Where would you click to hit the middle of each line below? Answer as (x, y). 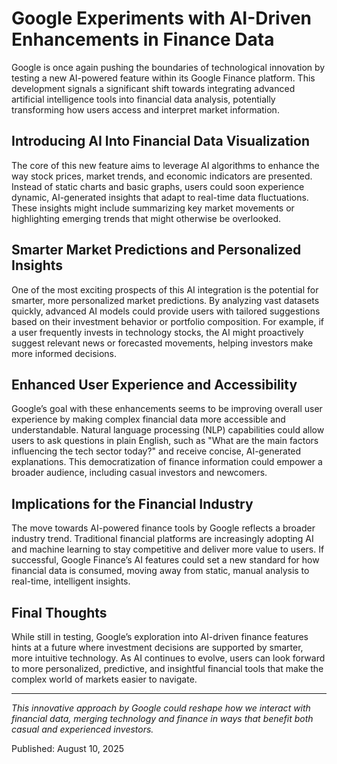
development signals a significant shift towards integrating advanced (153, 88)
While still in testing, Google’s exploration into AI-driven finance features (160, 636)
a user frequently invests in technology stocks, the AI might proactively (157, 332)
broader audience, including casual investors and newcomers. (139, 473)
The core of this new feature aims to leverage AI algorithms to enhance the (165, 165)
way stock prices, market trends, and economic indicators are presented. (162, 176)
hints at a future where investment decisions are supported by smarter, (157, 647)
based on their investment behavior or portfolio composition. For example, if (167, 321)
